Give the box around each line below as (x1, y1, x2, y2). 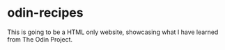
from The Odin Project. (7, 35, 73, 43)
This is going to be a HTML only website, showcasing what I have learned (7, 28, 219, 36)
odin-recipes (7, 5, 84, 21)
